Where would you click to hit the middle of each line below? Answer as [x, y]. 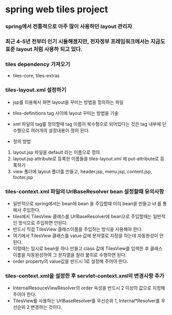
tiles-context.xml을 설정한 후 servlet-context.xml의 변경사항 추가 [85, 275]
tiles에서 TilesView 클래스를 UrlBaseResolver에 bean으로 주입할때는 [82, 216]
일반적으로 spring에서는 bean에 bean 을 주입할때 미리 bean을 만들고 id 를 [87, 203]
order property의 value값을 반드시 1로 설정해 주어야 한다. [70, 261]
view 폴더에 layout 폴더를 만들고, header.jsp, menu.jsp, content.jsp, [82, 171]
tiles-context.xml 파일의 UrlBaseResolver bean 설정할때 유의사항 [85, 191]
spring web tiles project [57, 9]
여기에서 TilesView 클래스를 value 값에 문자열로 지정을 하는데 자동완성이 [85, 235]
